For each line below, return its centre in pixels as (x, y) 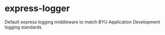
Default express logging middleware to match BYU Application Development (82, 22)
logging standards (23, 27)
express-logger (37, 9)
